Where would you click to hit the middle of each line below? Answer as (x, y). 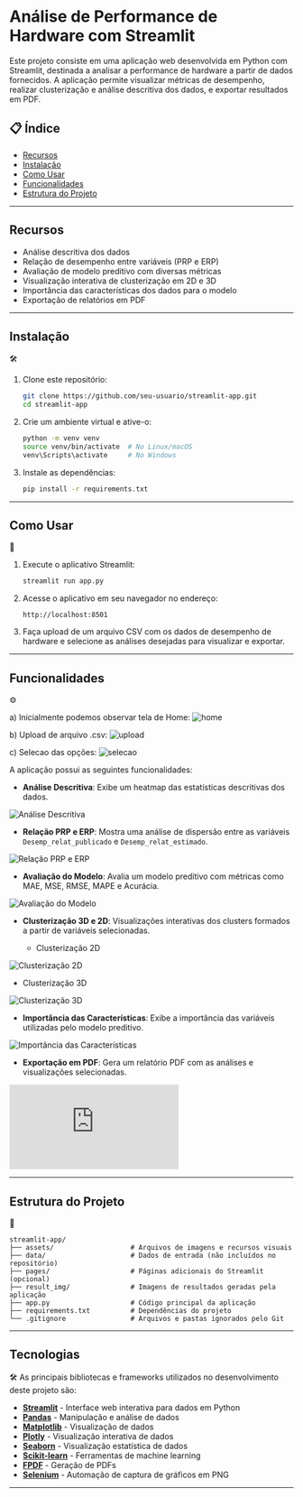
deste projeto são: (43, 1390)
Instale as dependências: (69, 472)
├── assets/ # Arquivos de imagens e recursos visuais (151, 1247)
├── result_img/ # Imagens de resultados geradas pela (143, 1287)
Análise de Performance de (114, 17)
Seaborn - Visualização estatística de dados (105, 1446)
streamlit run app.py (63, 581)
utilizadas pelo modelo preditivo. (83, 1028)
